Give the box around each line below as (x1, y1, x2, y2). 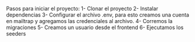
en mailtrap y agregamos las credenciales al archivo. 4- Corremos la (6, 18, 173, 24)
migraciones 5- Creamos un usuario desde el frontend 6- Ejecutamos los (6, 24, 184, 31)
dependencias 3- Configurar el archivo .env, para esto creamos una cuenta (6, 11, 190, 18)
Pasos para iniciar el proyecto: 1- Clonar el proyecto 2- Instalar (6, 5, 158, 12)
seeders (6, 30, 27, 37)
